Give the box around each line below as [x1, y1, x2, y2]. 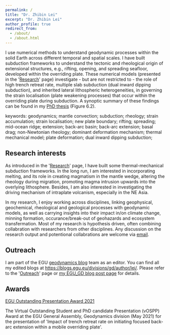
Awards [5, 284, 30, 293]
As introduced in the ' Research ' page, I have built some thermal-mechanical [5, 162, 164, 168]
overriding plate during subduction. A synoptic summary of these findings [5, 98, 159, 104]
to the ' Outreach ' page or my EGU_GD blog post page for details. [5, 270, 140, 276]
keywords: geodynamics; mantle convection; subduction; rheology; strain [5, 113, 158, 119]
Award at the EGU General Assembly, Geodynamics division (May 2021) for [5, 313, 162, 319]
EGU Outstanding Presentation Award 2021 [5, 298, 95, 304]
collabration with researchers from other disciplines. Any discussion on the [5, 226, 161, 232]
